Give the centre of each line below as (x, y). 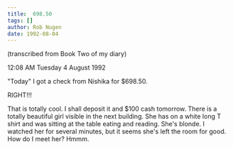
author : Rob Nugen (34, 27)
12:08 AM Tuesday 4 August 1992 (57, 67)
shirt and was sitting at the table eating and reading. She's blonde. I (106, 124)
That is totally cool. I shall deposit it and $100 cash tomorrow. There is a (112, 109)
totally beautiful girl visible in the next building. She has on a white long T (114, 116)
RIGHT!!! (20, 95)
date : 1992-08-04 (33, 34)
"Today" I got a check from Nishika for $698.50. (77, 82)
